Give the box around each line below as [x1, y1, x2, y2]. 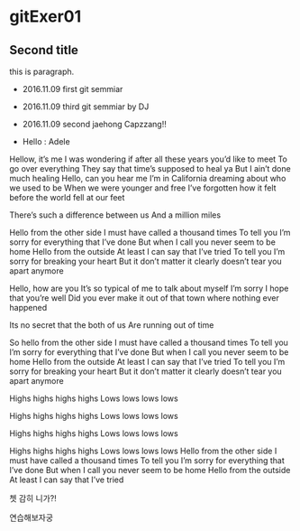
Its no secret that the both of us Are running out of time [9, 320, 214, 331]
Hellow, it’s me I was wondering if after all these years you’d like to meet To [9, 154, 288, 164]
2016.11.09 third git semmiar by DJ [22, 101, 150, 112]
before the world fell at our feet [9, 192, 125, 202]
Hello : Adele [22, 136, 70, 146]
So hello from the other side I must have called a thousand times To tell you [9, 337, 288, 348]
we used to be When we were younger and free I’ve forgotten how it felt [9, 182, 277, 193]
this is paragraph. [9, 66, 75, 77]
